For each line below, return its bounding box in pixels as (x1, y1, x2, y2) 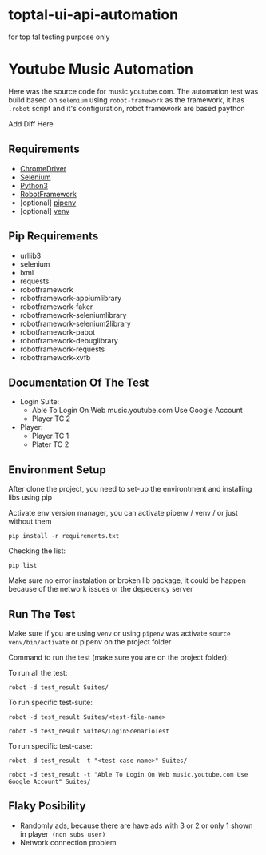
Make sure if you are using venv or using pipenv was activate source (8, 628, 231, 638)
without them (8, 516, 52, 526)
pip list (8, 562, 38, 570)
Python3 (19, 180, 48, 190)
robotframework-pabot (19, 327, 96, 337)
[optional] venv (19, 206, 70, 215)
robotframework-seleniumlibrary (19, 310, 127, 319)
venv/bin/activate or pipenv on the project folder (8, 636, 172, 646)
